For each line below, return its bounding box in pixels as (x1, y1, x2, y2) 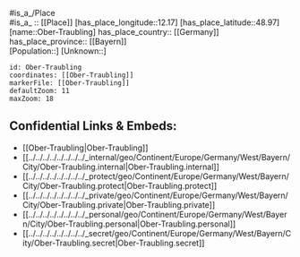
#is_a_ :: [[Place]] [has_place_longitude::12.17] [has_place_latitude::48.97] (9, 17, 280, 28)
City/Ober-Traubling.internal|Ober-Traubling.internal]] (21, 161, 219, 172)
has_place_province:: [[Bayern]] (9, 36, 127, 47)
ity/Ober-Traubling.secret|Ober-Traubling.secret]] (21, 237, 205, 248)
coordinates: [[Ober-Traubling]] (9, 71, 134, 80)
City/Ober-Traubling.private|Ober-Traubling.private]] (21, 199, 216, 210)
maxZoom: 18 (9, 94, 54, 103)
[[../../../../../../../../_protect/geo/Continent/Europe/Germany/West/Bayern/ (21, 170, 289, 182)
